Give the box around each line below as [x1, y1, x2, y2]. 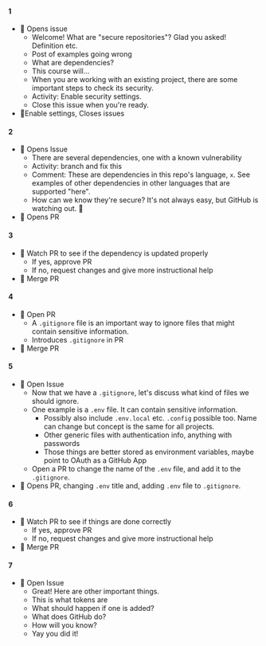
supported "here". [31, 187, 91, 197]
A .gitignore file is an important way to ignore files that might [31, 318, 235, 327]
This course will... [31, 66, 90, 76]
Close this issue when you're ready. [31, 100, 150, 110]
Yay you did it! [31, 629, 79, 639]
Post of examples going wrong [31, 49, 133, 59]
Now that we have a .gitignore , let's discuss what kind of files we [31, 388, 249, 397]
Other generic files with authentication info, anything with [43, 430, 233, 440]
